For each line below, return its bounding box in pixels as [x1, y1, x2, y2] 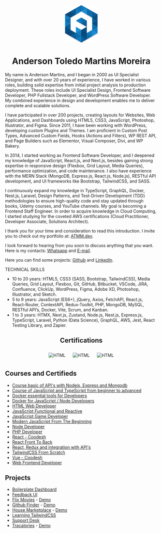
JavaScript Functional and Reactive [12, 408, 83, 414]
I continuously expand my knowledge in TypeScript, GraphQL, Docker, [5, 187, 145, 193]
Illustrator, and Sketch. [12, 291, 57, 297]
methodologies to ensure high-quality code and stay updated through [5, 198, 144, 203]
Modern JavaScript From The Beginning [12, 418, 92, 424]
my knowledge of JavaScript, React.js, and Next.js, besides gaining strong [5, 157, 153, 163]
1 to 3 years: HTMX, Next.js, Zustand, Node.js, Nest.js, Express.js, [12, 312, 143, 317]
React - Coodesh [12, 434, 46, 440]
